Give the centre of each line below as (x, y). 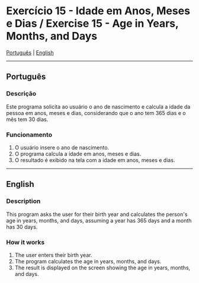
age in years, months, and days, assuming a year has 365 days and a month (99, 220)
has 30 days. (22, 227)
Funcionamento (29, 135)
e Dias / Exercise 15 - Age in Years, (92, 23)
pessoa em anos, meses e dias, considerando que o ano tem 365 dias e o (96, 113)
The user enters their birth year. (53, 255)
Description (23, 201)
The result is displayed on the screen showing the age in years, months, (102, 268)
